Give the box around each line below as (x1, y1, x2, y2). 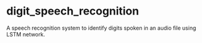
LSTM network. (6, 30, 45, 38)
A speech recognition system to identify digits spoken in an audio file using (6, 24, 196, 31)
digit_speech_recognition (6, 4, 139, 18)
